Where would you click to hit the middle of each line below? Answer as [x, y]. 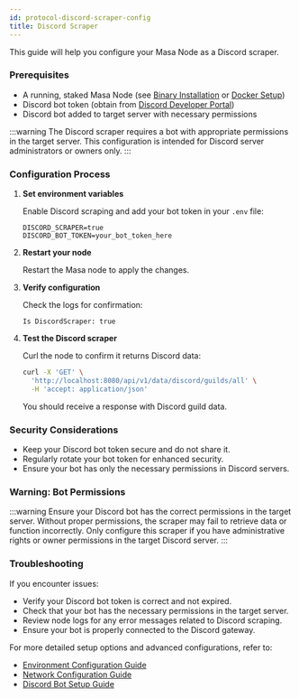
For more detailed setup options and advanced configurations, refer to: [141, 647]
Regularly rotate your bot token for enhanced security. [123, 459]
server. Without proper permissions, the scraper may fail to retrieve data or [148, 521]
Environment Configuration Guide [84, 665]
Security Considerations [64, 430]
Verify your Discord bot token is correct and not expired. [127, 600]
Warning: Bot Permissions [68, 491]
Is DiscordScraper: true [69, 321]
